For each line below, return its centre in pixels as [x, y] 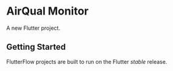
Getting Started [36, 47]
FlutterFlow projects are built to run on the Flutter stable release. [87, 61]
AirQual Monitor [48, 11]
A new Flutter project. [33, 28]
